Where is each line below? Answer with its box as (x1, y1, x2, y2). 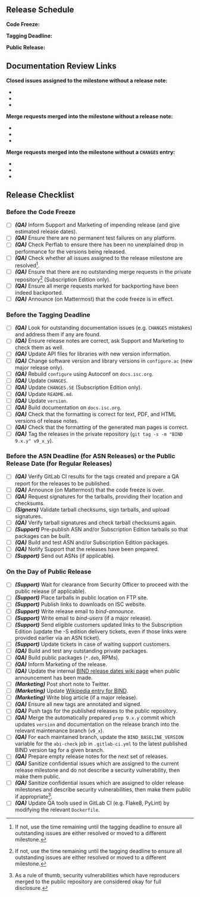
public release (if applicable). (14, 587, 86, 595)
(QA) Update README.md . (14, 390, 73, 397)
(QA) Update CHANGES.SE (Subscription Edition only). (14, 383, 142, 391)
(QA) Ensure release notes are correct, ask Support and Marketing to (14, 337, 185, 345)
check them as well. (14, 344, 64, 351)
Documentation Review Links (6, 61, 117, 71)
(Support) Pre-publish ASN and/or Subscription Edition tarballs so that (14, 525, 189, 533)
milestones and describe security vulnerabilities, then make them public (14, 785, 192, 793)
